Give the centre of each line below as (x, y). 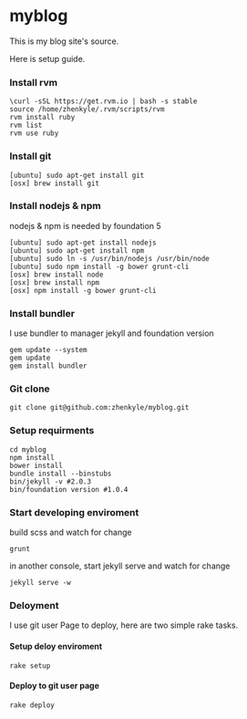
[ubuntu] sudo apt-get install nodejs (83, 243)
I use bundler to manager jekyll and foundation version (112, 333)
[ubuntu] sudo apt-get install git (77, 175)
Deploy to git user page (55, 686)
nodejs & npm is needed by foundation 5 (85, 225)
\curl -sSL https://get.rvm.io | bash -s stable (103, 101)
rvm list (26, 125)
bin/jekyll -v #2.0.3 (51, 481)
